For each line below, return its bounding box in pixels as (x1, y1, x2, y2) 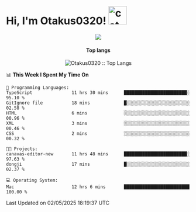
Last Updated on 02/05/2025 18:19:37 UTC (6, 199, 110, 207)
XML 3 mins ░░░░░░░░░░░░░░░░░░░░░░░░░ (6, 120, 190, 127)
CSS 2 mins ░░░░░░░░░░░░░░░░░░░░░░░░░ (6, 131, 190, 137)
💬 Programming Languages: (6, 85, 69, 91)
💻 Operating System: (6, 178, 59, 183)
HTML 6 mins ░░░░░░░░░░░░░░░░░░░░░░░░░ (6, 110, 190, 116)
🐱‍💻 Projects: (6, 146, 38, 152)
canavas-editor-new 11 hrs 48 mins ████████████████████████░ (6, 151, 190, 157)
